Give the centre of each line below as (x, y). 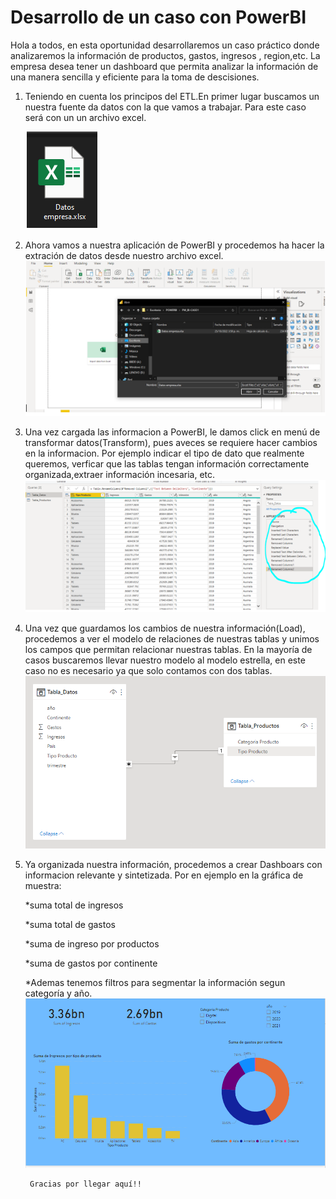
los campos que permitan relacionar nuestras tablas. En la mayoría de (168, 649)
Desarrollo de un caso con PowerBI (158, 17)
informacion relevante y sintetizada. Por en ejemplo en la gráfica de (164, 875)
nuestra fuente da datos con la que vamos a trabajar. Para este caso (165, 107)
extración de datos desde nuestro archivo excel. (124, 255)
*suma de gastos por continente (91, 963)
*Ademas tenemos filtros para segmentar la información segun (155, 982)
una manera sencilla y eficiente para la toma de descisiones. (135, 77)
